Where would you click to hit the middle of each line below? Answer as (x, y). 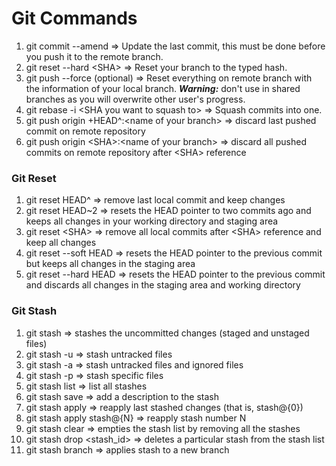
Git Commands (74, 18)
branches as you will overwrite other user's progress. (135, 99)
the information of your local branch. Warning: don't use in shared (163, 88)
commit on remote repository (85, 131)
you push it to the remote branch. (94, 56)
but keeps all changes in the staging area (110, 264)
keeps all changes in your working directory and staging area (152, 221)
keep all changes (61, 243)
